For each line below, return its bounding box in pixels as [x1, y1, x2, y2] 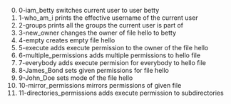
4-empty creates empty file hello [18, 36, 115, 45]
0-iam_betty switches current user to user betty [18, 6, 160, 14]
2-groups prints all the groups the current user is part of [18, 21, 184, 29]
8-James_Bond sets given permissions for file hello [18, 67, 170, 74]
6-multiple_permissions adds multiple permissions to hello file [18, 51, 201, 59]
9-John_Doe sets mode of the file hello [18, 74, 133, 82]
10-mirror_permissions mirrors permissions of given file [18, 81, 182, 89]
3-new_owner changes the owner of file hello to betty [18, 28, 177, 37]
